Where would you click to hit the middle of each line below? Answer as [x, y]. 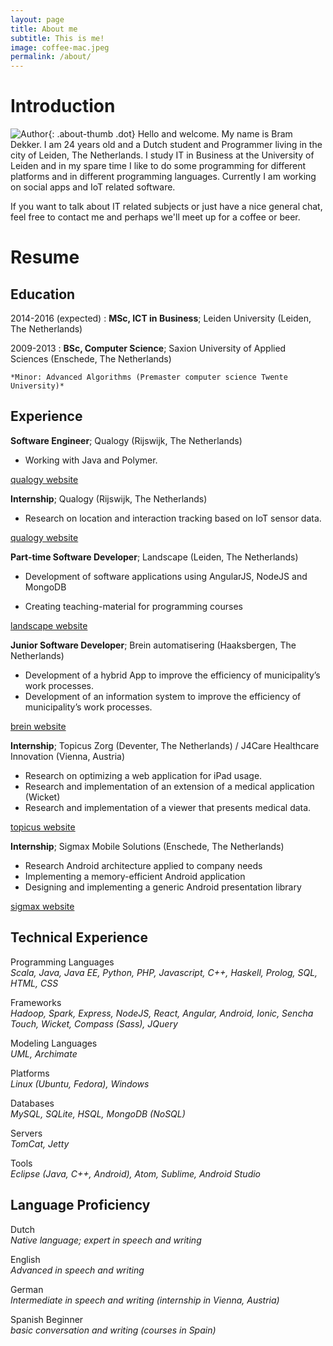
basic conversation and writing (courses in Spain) [113, 1330]
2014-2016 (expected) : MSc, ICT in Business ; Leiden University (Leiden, [161, 318]
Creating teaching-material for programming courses [133, 606]
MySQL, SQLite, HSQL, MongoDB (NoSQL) [98, 1113]
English [25, 1259]
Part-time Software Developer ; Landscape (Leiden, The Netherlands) [154, 557]
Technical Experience [79, 937]
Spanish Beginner [47, 1319]
